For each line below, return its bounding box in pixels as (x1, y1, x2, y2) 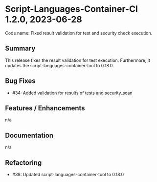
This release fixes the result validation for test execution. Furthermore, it (5, 57, 151, 63)
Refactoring (5, 158, 42, 167)
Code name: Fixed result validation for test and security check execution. (5, 30, 153, 36)
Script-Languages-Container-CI (5, 3, 138, 15)
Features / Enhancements (5, 104, 85, 112)
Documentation (5, 131, 54, 139)
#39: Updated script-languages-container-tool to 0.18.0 (12, 172, 124, 177)
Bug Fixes (5, 77, 36, 85)
